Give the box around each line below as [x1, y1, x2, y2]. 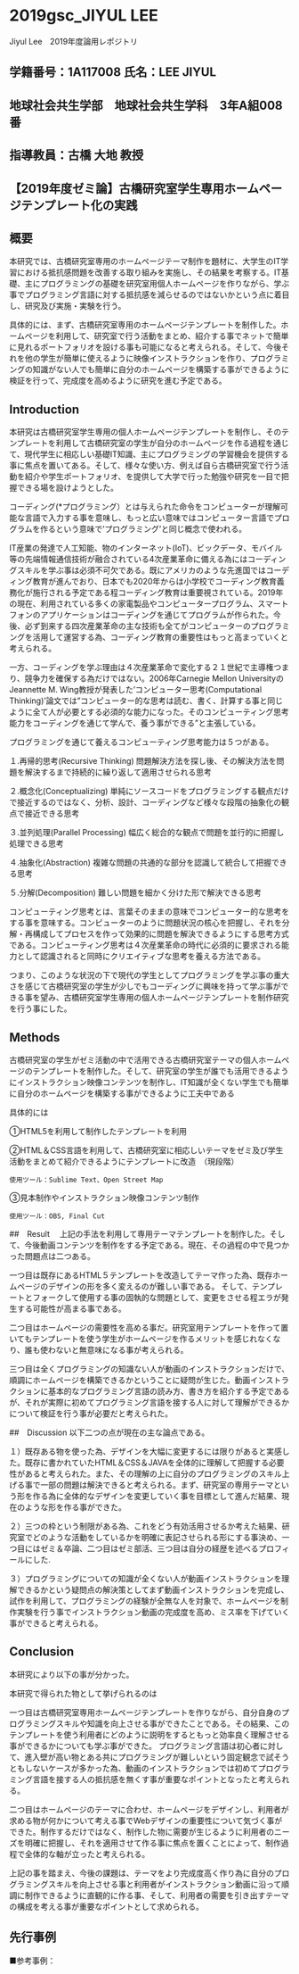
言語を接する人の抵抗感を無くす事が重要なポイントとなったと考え [32, 1773, 274, 1785]
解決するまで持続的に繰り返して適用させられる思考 [24, 767, 212, 777]
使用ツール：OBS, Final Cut [9, 1211, 105, 1221]
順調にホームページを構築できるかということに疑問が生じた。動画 [9, 1374, 251, 1385]
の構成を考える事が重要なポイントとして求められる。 [9, 1901, 205, 1912]
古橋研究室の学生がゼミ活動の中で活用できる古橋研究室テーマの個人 [9, 1054, 259, 1065]
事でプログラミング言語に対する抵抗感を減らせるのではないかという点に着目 [9, 289, 290, 300]
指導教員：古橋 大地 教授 [9, 148, 144, 163]
